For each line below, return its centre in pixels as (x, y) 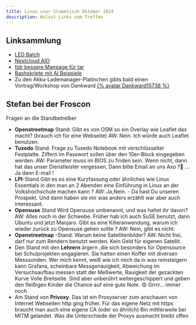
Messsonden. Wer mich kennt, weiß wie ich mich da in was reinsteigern (101, 260)
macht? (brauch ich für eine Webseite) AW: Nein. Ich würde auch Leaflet (102, 136)
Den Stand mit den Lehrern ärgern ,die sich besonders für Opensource (100, 248)
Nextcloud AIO (32, 61)
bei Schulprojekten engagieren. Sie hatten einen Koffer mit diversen (96, 254)
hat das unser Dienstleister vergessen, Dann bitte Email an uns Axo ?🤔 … (102, 167)
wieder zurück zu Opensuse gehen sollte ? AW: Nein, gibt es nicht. (95, 229)
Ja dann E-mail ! (34, 173)
